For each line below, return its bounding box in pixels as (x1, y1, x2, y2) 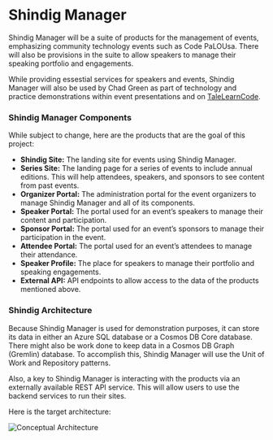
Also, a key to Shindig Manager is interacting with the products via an (8, 373, 240, 383)
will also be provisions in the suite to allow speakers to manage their (8, 50, 236, 59)
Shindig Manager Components (8, 111, 132, 123)
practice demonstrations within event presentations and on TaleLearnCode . (8, 91, 262, 101)
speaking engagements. (19, 267, 102, 277)
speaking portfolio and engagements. (8, 59, 134, 68)
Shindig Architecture (8, 305, 93, 316)
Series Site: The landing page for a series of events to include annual (19, 163, 253, 173)
